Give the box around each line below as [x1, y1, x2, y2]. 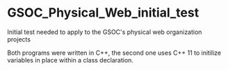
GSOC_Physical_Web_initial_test [7, 5, 199, 21]
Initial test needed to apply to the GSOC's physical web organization [7, 28, 202, 36]
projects [7, 35, 31, 43]
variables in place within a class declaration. [7, 55, 134, 64]
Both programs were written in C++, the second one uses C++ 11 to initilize [7, 49, 222, 57]
